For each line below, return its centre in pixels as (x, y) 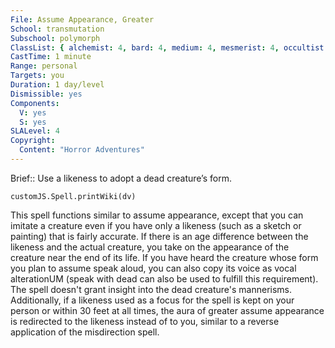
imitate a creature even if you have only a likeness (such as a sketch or (156, 225)
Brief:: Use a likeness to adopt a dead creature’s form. (121, 178)
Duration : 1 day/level (57, 85)
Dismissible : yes (46, 94)
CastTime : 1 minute (51, 57)
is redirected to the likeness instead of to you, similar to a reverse (145, 321)
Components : (35, 103)
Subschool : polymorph (55, 38)
